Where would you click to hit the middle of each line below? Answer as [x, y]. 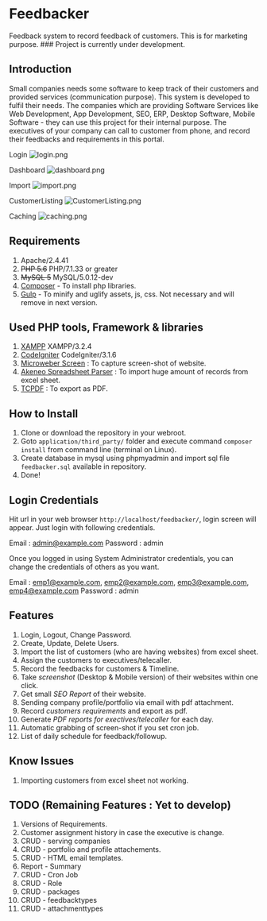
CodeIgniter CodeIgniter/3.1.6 [69, 355]
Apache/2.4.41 [44, 260]
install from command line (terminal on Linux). [99, 450]
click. [29, 685]
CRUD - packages [50, 892]
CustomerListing [36, 200]
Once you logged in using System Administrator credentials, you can [121, 558]
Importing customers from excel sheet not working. [104, 780]
